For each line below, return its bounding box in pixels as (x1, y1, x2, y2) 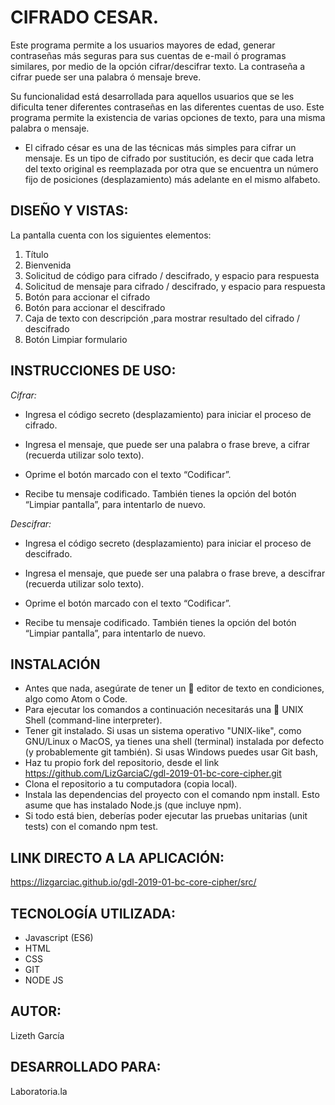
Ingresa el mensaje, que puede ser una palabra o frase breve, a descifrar (24, 567, 326, 579)
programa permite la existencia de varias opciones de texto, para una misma (10, 111, 326, 123)
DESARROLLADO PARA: (10, 1059, 162, 1076)
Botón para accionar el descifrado (24, 301, 166, 313)
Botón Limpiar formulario (24, 333, 128, 345)
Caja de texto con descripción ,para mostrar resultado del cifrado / (24, 312, 301, 324)
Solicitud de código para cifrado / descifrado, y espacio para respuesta (24, 269, 320, 281)
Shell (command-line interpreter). (24, 714, 163, 726)
